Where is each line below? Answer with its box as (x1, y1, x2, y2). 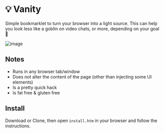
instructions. (5, 122, 31, 128)
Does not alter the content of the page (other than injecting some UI (12, 73, 152, 79)
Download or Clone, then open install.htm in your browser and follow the (5, 117, 158, 123)
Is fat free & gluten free (12, 89, 60, 95)
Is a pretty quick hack (12, 84, 57, 90)
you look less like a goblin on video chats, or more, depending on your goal (5, 25, 160, 31)
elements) (12, 79, 33, 85)
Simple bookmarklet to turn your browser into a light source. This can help (5, 20, 158, 26)
